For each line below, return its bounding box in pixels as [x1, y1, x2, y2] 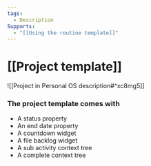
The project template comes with [7, 99, 121, 109]
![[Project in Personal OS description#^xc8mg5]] [7, 82, 145, 90]
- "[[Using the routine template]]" [13, 29, 119, 37]
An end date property [17, 122, 79, 130]
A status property [17, 114, 68, 123]
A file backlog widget [17, 136, 78, 145]
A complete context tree [17, 151, 86, 159]
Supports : [7, 23, 36, 30]
